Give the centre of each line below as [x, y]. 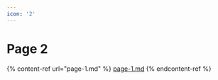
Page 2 [27, 48]
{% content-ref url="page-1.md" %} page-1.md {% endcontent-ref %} [109, 69]
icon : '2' [21, 14]
